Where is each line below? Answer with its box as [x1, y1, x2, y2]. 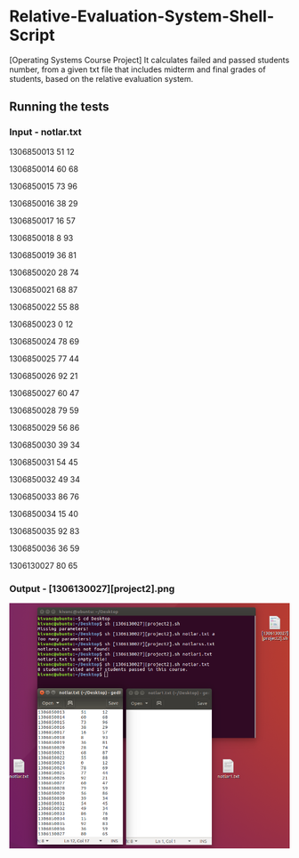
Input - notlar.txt [9, 126, 82, 139]
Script [9, 25, 55, 45]
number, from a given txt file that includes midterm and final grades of [9, 64, 266, 75]
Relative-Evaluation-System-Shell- [9, 6, 274, 27]
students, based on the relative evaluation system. [9, 73, 194, 84]
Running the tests [9, 100, 109, 115]
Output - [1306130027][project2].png [9, 582, 175, 595]
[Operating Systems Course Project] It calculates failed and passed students [9, 54, 290, 65]
